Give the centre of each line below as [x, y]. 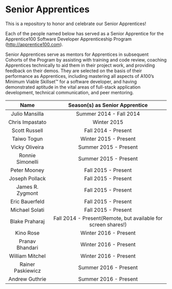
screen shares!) [108, 224]
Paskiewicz [27, 271]
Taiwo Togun [27, 138]
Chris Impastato [27, 122]
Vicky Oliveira [28, 147]
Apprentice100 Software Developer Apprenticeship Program [69, 39]
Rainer [27, 264]
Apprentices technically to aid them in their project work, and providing [80, 65]
